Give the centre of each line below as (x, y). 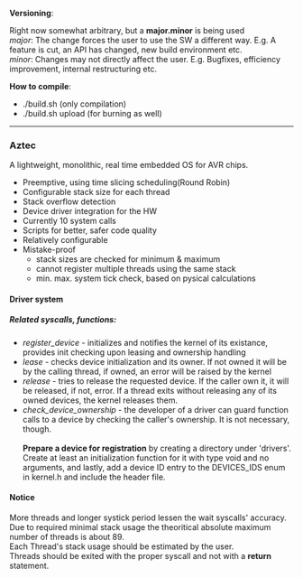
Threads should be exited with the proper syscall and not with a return (141, 556)
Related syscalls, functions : (63, 320)
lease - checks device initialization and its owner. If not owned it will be (154, 361)
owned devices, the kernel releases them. (100, 400)
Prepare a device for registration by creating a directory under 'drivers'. (156, 448)
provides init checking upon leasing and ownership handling (134, 352)
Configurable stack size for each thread (96, 192)
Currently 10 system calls (69, 221)
